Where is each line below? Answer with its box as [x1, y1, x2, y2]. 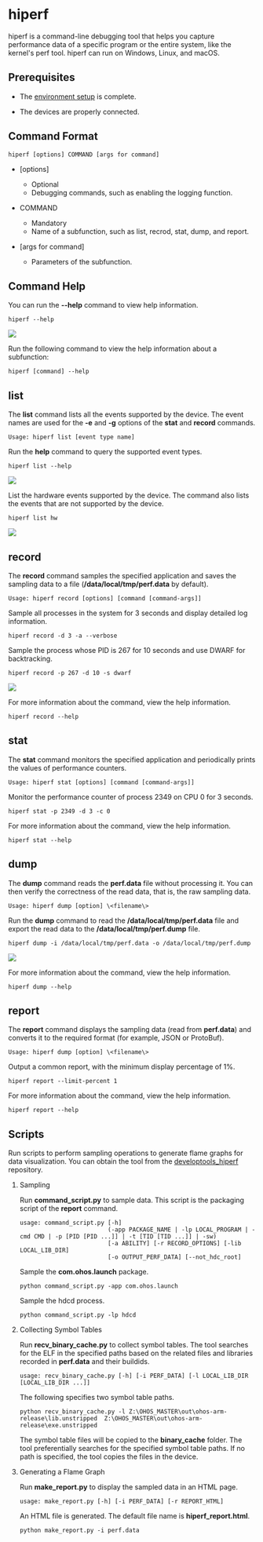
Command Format [8, 129, 98, 143]
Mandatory [31, 218, 68, 228]
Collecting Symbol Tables [19, 1325, 102, 1335]
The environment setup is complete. [19, 92, 137, 101]
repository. [8, 1165, 43, 1175]
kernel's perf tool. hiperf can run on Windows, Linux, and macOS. [8, 48, 220, 57]
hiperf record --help [8, 713, 79, 720]
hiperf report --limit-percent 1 [8, 1077, 118, 1085]
